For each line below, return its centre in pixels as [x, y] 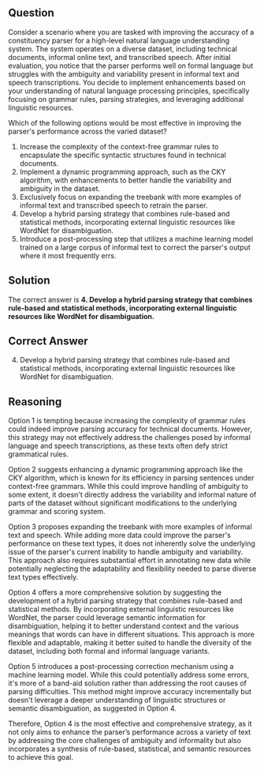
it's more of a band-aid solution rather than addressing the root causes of [127, 683]
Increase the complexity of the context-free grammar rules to [119, 146]
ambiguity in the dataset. [60, 188]
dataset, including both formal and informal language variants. [109, 652]
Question [31, 13]
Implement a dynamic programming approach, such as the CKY [123, 171]
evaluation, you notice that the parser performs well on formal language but [131, 66]
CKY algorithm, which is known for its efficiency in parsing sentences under [131, 478]
